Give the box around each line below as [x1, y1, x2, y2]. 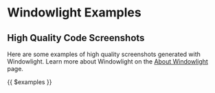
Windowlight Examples [7, 5, 142, 21]
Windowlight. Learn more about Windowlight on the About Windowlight [7, 57, 208, 66]
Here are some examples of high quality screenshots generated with [7, 50, 201, 58]
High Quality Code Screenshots [7, 32, 145, 44]
